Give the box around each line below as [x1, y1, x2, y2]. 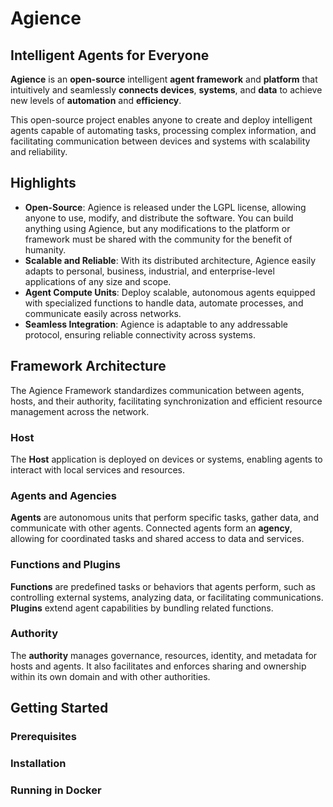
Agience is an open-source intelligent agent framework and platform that [10, 73, 318, 85]
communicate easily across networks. [24, 307, 182, 319]
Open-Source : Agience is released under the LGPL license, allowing [24, 201, 307, 213]
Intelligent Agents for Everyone [10, 47, 210, 64]
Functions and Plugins [10, 558, 121, 572]
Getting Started [10, 700, 109, 717]
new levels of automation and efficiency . [10, 95, 182, 106]
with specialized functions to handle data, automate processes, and [24, 297, 304, 309]
